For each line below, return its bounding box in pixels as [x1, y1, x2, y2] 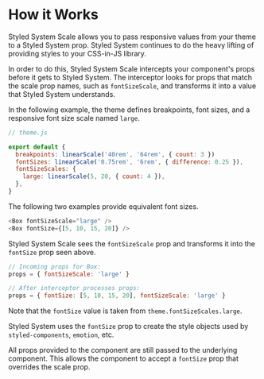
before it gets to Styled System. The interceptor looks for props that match [8, 72, 253, 82]
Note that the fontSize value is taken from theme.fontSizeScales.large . [8, 306, 243, 315]
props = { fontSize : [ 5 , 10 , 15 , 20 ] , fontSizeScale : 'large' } [8, 292, 226, 300]
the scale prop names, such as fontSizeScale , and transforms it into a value [8, 81, 257, 91]
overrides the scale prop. [8, 362, 91, 372]
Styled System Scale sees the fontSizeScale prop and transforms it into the [8, 238, 256, 248]
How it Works [8, 6, 99, 24]
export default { [8, 143, 66, 151]
